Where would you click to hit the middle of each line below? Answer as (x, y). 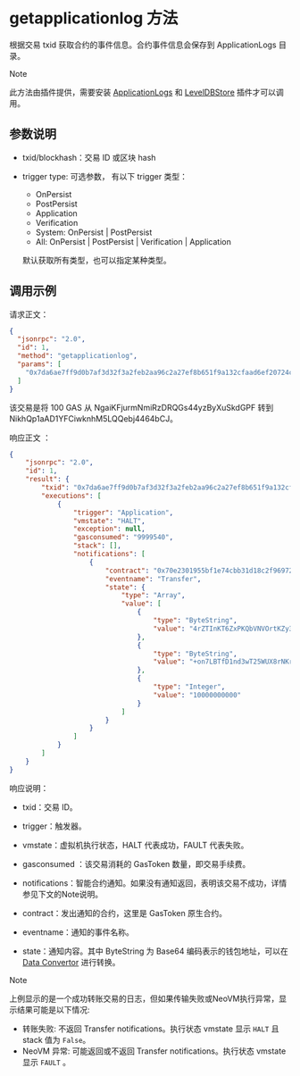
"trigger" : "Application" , (123, 513)
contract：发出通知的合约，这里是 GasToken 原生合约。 (125, 913)
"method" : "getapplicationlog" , (78, 356)
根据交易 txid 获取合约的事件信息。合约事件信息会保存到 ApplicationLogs (143, 45)
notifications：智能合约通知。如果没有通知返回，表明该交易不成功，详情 (154, 883)
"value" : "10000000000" (197, 695)
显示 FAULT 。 (46, 1062)
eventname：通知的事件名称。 (78, 932)
